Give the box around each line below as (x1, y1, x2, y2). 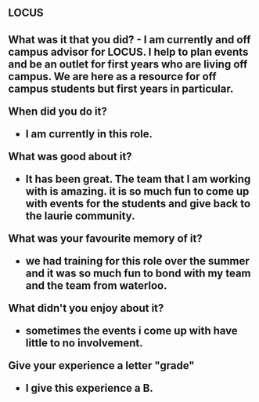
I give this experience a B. (25, 381, 154, 395)
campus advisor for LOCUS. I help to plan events (8, 45, 249, 58)
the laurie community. (25, 209, 135, 222)
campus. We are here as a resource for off (8, 70, 217, 83)
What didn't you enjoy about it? (8, 301, 164, 315)
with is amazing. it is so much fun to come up (25, 185, 250, 198)
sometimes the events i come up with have (25, 323, 239, 337)
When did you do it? (8, 104, 107, 118)
